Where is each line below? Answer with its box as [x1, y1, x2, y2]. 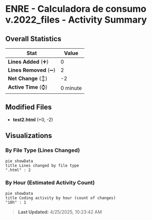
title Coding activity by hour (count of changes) [5, 195, 116, 201]
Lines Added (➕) [8, 58, 49, 65]
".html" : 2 [5, 167, 31, 172]
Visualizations [5, 131, 52, 140]
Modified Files [5, 103, 52, 112]
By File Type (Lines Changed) [5, 147, 80, 154]
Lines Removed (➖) [8, 67, 55, 73]
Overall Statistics [5, 34, 62, 43]
